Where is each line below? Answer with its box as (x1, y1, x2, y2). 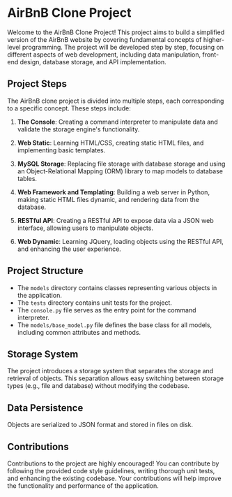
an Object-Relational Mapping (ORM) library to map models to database (17, 166, 223, 175)
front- (201, 50, 219, 59)
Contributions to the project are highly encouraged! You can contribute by (7, 459, 219, 468)
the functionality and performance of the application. (7, 482, 159, 490)
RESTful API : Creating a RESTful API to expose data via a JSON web (17, 216, 214, 224)
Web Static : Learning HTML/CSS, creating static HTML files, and (17, 138, 204, 147)
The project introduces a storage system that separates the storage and (7, 367, 214, 375)
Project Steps (7, 78, 68, 90)
